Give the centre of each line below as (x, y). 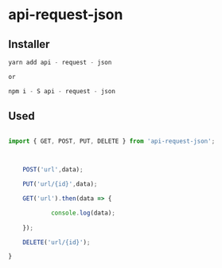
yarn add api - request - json (60, 62)
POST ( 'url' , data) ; (53, 170)
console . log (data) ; (83, 213)
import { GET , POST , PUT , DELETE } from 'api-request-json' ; (112, 141)
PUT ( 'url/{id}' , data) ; (60, 184)
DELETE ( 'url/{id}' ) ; (56, 242)
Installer (29, 44)
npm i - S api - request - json (62, 91)
